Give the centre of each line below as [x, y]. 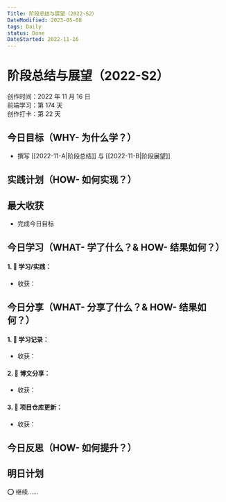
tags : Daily [24, 26]
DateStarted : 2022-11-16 [43, 40]
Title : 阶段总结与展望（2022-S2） [52, 14]
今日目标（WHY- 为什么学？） [72, 138]
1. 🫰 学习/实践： [29, 267]
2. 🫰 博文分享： [29, 373]
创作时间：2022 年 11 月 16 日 [49, 97]
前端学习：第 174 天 [35, 106]
